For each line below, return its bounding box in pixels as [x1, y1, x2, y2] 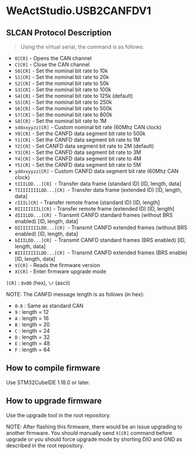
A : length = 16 [14, 315, 49, 322]
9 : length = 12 [14, 309, 49, 315]
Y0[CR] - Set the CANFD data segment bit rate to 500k [14, 130, 146, 137]
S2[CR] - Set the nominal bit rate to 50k [14, 80, 109, 87]
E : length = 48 [14, 340, 50, 346]
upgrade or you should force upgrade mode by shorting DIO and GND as [6, 436, 182, 443]
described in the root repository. [6, 441, 84, 449]
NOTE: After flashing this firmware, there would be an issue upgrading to [6, 423, 182, 430]
